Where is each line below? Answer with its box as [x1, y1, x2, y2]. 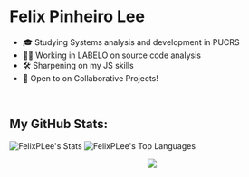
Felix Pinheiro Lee [9, 6, 145, 27]
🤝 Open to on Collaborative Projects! [22, 72, 158, 83]
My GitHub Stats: [9, 116, 109, 132]
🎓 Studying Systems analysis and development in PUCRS [22, 36, 240, 47]
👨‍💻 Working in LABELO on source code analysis [22, 50, 202, 61]
